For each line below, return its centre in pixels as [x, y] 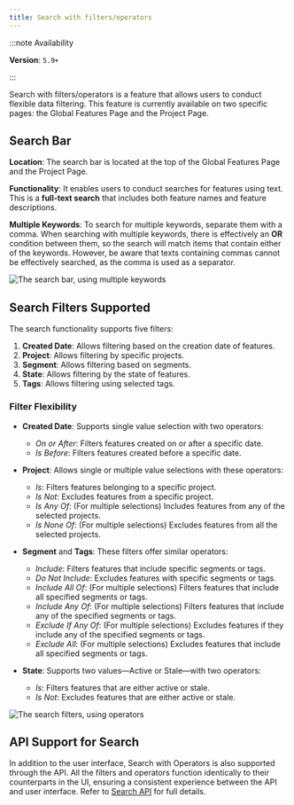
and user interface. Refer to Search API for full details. [108, 792]
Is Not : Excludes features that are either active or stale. [135, 697]
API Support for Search [74, 742]
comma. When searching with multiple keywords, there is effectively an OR [146, 234]
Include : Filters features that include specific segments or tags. [150, 568]
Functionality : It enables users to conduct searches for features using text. [146, 189]
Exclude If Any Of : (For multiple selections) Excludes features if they [159, 625]
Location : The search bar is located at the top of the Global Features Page [145, 162]
